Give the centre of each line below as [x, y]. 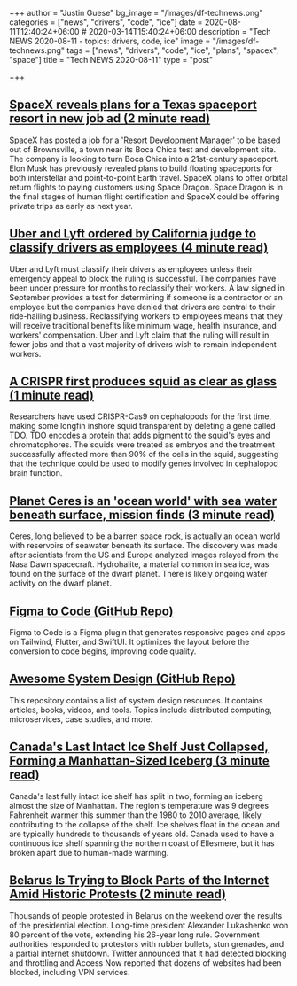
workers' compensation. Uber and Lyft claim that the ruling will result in [139, 335]
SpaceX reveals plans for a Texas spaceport [133, 105]
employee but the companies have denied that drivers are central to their [142, 307]
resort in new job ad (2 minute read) [110, 119]
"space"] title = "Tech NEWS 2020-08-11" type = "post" [111, 60]
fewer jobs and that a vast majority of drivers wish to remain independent [143, 344]
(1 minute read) [52, 396]
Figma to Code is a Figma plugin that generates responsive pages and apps [147, 633]
